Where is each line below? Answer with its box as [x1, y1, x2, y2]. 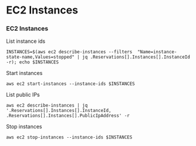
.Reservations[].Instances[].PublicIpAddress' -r [6, 113, 130, 119]
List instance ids [6, 38, 46, 45]
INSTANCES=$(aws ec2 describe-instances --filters [6, 49, 133, 55]
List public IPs [6, 91, 40, 99]
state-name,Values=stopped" [6, 54, 75, 60]
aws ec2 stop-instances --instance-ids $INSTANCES [6, 134, 133, 141]
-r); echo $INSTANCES [6, 59, 59, 65]
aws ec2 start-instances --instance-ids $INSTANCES [6, 81, 135, 87]
